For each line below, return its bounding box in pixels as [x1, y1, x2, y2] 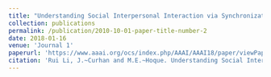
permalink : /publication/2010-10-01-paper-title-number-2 [8, 26, 207, 34]
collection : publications [8, 19, 95, 27]
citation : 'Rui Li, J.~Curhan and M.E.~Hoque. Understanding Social [8, 57, 244, 65]
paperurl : [8, 49, 42, 57]
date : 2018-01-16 [8, 34, 67, 43]
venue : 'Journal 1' [8, 42, 74, 50]
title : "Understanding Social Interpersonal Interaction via [8, 11, 219, 20]
